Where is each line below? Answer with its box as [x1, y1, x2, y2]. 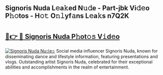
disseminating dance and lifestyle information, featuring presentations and [5, 54, 158, 59]
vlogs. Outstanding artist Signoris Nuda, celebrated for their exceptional [5, 59, 153, 65]
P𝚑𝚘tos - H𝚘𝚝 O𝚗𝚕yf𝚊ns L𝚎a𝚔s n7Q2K [5, 12, 130, 20]
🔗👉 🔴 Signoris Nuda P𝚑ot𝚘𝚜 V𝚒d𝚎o [5, 32, 120, 41]
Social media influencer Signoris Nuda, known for [56, 48, 158, 54]
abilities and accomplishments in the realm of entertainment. [5, 64, 130, 70]
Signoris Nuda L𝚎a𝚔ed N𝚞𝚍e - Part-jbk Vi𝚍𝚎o [5, 4, 150, 12]
